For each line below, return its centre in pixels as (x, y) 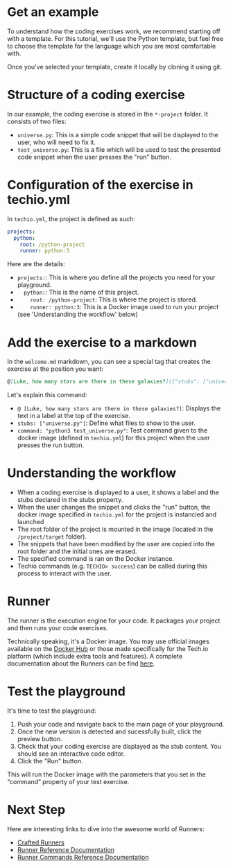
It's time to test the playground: (52, 711)
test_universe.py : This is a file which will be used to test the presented (119, 149)
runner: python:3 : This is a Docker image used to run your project (124, 307)
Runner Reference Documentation (66, 849)
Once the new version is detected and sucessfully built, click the (110, 731)
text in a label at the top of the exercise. (74, 416)
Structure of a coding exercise (96, 95)
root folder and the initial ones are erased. (77, 551)
